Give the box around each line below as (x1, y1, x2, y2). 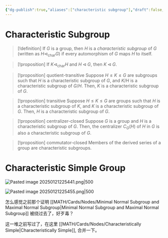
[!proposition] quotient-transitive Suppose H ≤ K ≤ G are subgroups (17, 72, 157, 78)
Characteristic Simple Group (5, 163, 126, 174)
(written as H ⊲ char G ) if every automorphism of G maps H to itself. (17, 50, 152, 58)
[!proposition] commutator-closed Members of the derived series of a (17, 139, 161, 145)
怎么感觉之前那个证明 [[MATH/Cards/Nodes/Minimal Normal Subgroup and (5, 199, 159, 205)
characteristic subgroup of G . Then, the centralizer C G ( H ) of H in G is (17, 123, 160, 130)
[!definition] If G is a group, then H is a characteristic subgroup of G (17, 45, 157, 51)
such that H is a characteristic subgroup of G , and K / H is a (17, 78, 137, 84)
